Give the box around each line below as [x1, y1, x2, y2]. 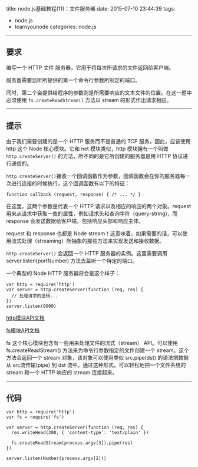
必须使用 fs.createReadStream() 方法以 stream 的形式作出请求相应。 [6, 96, 172, 103]
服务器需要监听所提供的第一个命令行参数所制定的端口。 [6, 76, 140, 84]
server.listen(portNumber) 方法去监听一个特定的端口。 [6, 257, 138, 264]
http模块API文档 [6, 314, 45, 321]
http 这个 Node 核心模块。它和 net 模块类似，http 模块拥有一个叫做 [6, 145, 169, 152]
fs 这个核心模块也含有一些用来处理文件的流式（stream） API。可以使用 [6, 339, 178, 346]
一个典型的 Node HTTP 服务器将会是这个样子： [6, 269, 120, 277]
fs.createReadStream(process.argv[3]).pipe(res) [11, 440, 133, 446]
